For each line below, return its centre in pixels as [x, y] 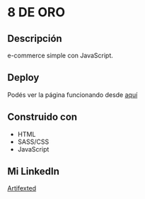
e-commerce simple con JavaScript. [60, 55]
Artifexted [22, 188]
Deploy [23, 78]
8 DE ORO [36, 12]
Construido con [42, 117]
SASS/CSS [33, 142]
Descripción [35, 39]
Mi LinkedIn [34, 172]
